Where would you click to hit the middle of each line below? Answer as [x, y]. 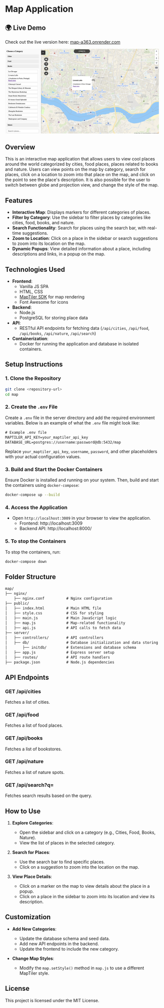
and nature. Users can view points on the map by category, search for [75, 169]
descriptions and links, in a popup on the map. [59, 254]
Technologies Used [35, 269]
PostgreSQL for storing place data [54, 318]
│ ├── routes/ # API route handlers [58, 658]
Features [19, 200]
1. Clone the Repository [33, 378]
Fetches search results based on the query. [49, 796]
